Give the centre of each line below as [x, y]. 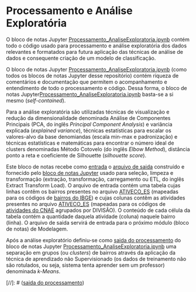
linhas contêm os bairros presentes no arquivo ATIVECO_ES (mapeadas [92, 191]
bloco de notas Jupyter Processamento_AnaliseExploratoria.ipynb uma [91, 246]
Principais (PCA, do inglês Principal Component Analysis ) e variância [89, 124]
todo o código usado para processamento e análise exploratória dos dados [97, 46]
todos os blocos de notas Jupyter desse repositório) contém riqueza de [92, 75]
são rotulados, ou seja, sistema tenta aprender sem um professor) [85, 265]
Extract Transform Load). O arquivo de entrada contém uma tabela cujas [93, 185]
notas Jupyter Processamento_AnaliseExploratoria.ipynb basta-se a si [90, 94]
